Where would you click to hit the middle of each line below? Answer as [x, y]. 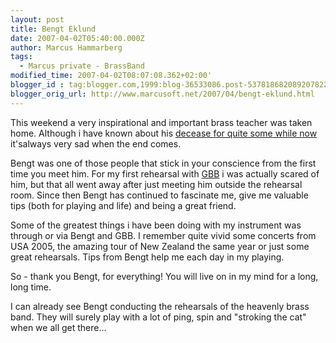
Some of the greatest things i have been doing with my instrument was [156, 225]
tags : [21, 57]
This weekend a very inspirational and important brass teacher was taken [161, 122]
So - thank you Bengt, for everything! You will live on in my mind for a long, [164, 276]
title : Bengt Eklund [53, 29]
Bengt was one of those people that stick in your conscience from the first [163, 163]
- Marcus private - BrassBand [82, 66]
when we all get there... [58, 327]
